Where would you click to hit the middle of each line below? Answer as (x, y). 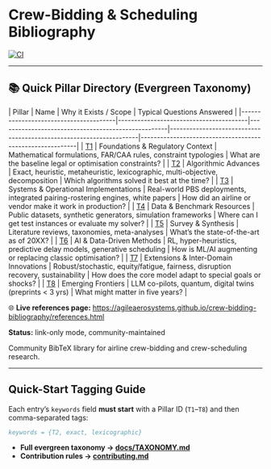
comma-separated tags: (48, 417)
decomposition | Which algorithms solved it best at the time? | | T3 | (121, 180)
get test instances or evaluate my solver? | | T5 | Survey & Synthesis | (124, 223)
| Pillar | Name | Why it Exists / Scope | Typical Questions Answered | (123, 111)
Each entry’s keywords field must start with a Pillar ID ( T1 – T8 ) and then (124, 408)
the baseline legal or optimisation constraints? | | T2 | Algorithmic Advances (134, 163)
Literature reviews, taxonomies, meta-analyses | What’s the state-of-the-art (134, 232)
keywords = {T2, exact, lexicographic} (75, 432)
